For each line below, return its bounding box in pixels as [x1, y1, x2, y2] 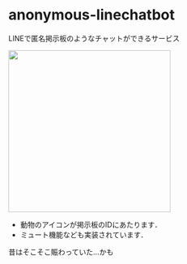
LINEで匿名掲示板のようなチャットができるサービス [8, 33, 181, 43]
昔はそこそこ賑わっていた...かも [8, 247, 114, 257]
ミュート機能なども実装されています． [19, 229, 148, 240]
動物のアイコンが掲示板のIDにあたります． [19, 219, 162, 229]
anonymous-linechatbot [8, 6, 176, 24]
